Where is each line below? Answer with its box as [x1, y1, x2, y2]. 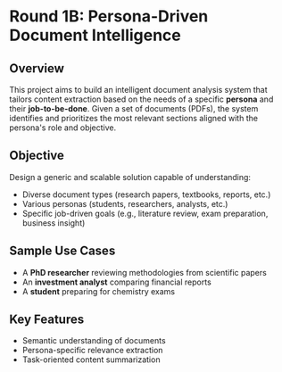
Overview [9, 61, 65, 76]
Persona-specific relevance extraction [21, 345, 163, 356]
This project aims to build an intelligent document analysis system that [9, 85, 268, 95]
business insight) [21, 217, 86, 228]
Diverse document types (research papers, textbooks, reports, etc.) [21, 189, 271, 200]
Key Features [9, 312, 85, 327]
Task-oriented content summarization [21, 354, 161, 365]
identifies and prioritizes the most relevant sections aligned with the [9, 113, 259, 123]
